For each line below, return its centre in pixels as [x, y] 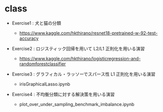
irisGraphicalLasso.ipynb [45, 84]
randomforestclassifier [42, 64]
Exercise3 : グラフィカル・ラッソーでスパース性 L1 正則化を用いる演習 [83, 74]
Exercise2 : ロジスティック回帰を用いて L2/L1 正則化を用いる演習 [78, 48]
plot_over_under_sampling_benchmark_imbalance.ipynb [77, 104]
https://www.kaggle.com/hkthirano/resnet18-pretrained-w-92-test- [88, 33]
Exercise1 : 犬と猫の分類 [36, 23]
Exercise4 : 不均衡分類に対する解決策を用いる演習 [63, 94]
